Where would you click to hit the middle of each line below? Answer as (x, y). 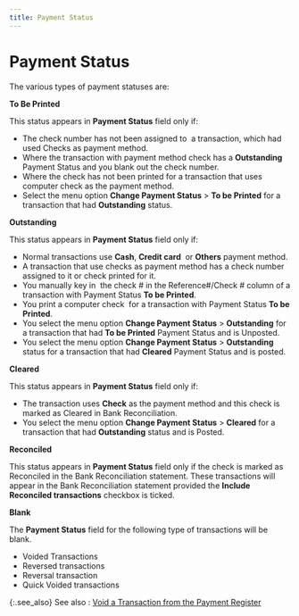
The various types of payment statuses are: (89, 87)
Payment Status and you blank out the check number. (120, 167)
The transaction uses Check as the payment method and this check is (151, 404)
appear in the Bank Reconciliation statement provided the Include (130, 485)
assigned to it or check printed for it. (89, 275)
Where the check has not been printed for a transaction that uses (142, 176)
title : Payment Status (51, 17)
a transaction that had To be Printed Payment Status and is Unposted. (151, 332)
